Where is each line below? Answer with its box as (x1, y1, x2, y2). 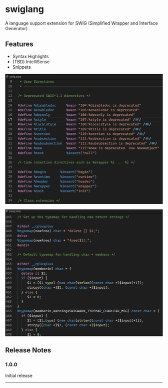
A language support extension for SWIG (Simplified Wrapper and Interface (5, 20, 158, 26)
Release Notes (5, 346, 51, 354)
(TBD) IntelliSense (12, 59, 50, 65)
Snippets (12, 64, 31, 70)
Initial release (5, 372, 32, 378)
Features (5, 40, 33, 49)
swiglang (5, 4, 44, 15)
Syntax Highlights (12, 53, 49, 59)
